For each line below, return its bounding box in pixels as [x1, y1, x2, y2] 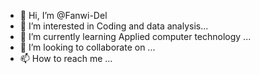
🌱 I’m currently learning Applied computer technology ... [19, 31, 252, 42]
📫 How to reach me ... [19, 53, 113, 64]
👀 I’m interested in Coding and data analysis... [19, 20, 209, 32]
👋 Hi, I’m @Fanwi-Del [19, 10, 108, 21]
